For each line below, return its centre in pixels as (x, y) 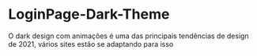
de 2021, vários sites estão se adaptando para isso (91, 44)
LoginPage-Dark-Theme (89, 14)
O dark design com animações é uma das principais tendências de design (128, 36)
